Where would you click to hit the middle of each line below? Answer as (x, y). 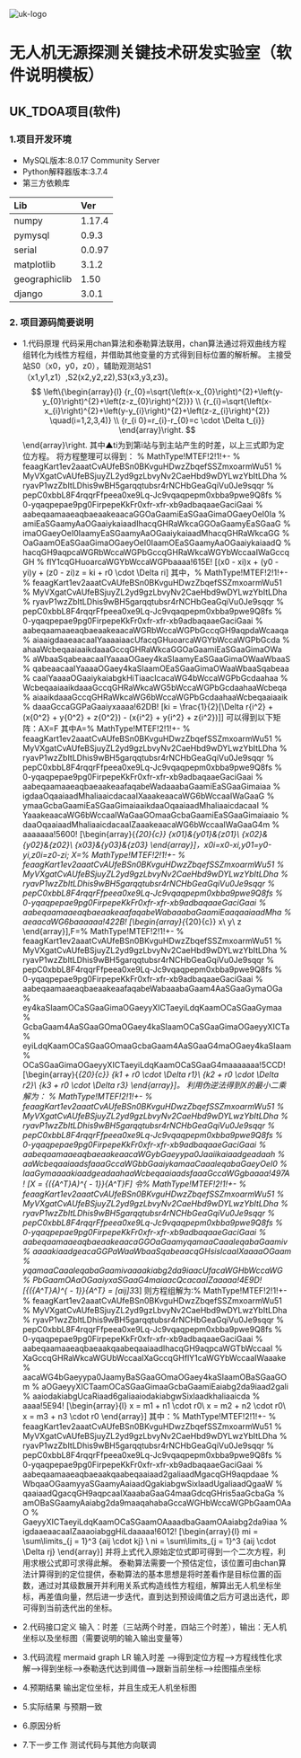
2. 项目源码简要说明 (52, 322)
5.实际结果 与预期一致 (62, 1707)
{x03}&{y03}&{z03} (112, 845)
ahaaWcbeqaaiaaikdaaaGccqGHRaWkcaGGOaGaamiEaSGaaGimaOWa (152, 649)
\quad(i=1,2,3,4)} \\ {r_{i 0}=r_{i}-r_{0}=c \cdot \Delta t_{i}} (157, 420)
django (28, 294)
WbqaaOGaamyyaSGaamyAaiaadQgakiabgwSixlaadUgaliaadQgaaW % (153, 1484)
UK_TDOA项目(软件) (65, 111)
